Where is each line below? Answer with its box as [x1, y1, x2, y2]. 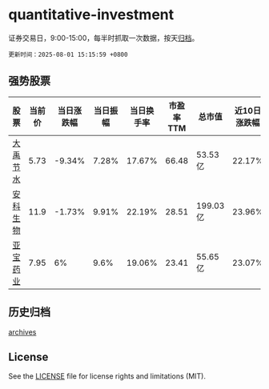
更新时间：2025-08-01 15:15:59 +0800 [8, 50, 128, 58]
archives [8, 327, 37, 337]
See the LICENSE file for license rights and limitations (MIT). [8, 371, 207, 381]
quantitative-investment [8, 6, 175, 24]
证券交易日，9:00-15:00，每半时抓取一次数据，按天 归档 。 [8, 33, 199, 42]
